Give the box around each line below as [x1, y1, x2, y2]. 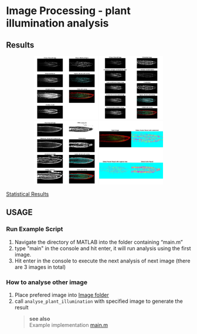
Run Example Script [6, 225, 63, 233]
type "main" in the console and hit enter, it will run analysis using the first [14, 245, 191, 252]
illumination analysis [6, 16, 109, 30]
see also [29, 315, 50, 322]
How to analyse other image [6, 278, 88, 286]
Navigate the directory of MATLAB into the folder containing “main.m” [14, 238, 183, 245]
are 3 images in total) [14, 263, 66, 271]
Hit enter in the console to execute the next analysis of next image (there [14, 257, 191, 264]
